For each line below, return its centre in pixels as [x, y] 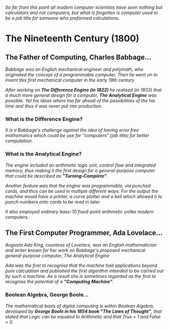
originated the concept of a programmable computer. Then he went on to [81, 75]
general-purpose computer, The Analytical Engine [57, 256]
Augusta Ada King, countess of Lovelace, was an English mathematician [81, 245]
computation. [19, 141]
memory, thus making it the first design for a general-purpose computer [80, 170]
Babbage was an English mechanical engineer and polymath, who [74, 69]
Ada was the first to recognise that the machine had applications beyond [81, 266]
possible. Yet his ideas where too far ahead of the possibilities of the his [80, 100]
